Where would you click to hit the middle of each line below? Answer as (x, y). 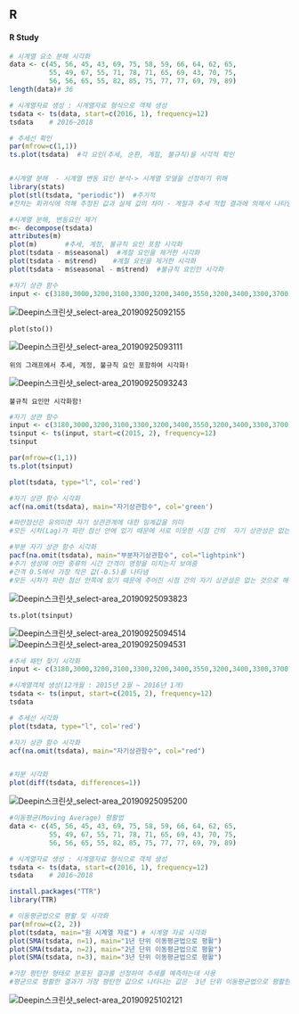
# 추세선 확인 (31, 138)
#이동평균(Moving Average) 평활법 (67, 818)
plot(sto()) (31, 329)
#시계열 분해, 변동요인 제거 (53, 219)
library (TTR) (33, 900)
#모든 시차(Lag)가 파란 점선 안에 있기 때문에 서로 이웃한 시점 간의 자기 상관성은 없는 (150, 531)
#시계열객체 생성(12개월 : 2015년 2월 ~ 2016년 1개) (97, 686)
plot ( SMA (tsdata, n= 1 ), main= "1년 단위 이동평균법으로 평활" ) (116, 941)
